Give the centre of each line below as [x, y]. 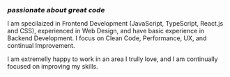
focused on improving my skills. [53, 66]
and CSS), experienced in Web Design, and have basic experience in [106, 31]
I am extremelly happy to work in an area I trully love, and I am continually [113, 59]
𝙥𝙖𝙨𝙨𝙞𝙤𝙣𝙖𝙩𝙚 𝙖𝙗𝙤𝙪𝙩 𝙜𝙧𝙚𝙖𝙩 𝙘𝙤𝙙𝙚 [56, 10]
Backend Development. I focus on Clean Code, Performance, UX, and [107, 38]
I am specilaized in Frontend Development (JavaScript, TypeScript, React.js [115, 23]
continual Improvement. [41, 45]
